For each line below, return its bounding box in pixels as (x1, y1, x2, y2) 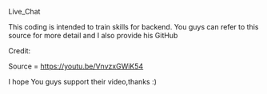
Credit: (8, 46, 31, 55)
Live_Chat (8, 7, 41, 16)
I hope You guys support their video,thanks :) (8, 77, 157, 86)
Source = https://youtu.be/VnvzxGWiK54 (8, 61, 144, 71)
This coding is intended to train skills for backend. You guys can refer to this (8, 22, 259, 31)
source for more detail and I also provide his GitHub (8, 31, 178, 40)
